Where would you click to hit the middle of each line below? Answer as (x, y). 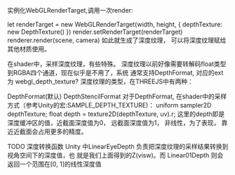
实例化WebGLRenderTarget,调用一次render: (70, 10)
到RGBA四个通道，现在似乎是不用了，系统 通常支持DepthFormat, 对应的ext (115, 73)
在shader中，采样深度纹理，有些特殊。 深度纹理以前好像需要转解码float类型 (117, 64)
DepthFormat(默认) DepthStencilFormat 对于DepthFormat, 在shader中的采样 (117, 96)
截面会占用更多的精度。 (53, 131)
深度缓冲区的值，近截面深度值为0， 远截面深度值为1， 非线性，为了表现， (114, 123)
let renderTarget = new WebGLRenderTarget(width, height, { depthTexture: (115, 24)
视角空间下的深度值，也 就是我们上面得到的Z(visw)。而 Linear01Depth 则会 (115, 155)
